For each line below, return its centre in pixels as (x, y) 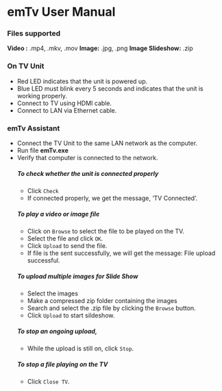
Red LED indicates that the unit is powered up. (82, 81)
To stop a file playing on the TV (62, 364)
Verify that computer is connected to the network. (87, 158)
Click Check (43, 191)
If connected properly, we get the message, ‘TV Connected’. (112, 198)
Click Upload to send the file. (67, 246)
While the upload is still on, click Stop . (81, 348)
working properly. (42, 96)
